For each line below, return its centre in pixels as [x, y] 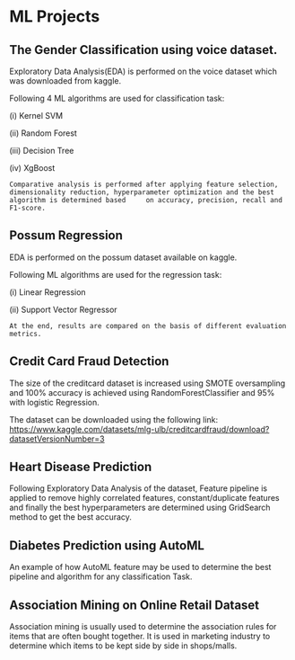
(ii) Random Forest [43, 133]
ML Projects [55, 17]
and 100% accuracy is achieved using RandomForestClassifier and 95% [142, 392]
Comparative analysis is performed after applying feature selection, [144, 184]
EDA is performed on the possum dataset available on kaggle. [123, 257]
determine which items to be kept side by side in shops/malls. [123, 646]
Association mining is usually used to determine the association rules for [143, 627]
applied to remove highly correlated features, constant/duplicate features [144, 498]
